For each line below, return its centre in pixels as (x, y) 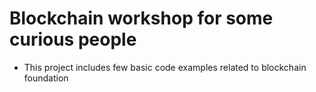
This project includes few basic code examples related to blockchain (165, 67)
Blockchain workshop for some (141, 18)
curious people (73, 39)
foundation (46, 78)
